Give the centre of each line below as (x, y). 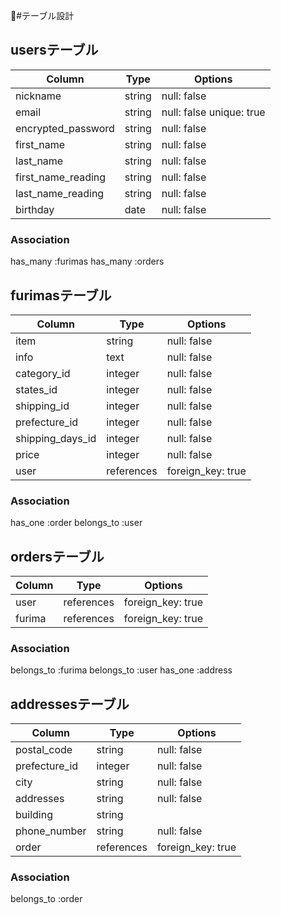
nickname (38, 96)
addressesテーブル (70, 704)
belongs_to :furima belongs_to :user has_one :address (121, 670)
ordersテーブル (57, 556)
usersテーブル (54, 50)
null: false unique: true (213, 112)
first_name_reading (61, 177)
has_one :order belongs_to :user (76, 523)
